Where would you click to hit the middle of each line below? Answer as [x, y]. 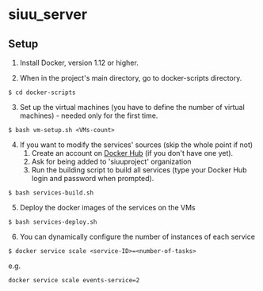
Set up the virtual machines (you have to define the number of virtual [132, 107]
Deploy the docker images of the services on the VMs [107, 208]
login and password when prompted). [93, 178]
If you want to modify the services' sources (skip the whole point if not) [136, 145]
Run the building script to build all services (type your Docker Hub [139, 170]
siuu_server [48, 15]
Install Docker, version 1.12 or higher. [79, 62]
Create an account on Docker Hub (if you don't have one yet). [132, 153]
